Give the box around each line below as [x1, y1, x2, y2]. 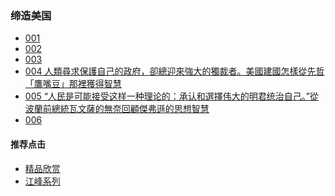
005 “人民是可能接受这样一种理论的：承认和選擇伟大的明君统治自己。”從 [24, 90, 320, 102]
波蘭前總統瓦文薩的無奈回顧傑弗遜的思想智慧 [24, 103, 210, 115]
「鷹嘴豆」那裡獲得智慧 [24, 78, 122, 90]
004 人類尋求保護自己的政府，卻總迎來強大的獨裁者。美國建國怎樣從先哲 [24, 65, 325, 77]
